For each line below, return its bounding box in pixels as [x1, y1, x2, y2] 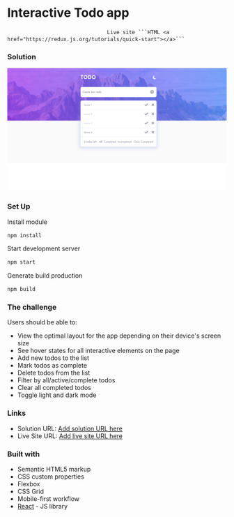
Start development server [7, 244, 81, 253]
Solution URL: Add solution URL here [17, 424, 123, 433]
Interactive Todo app [7, 5, 130, 21]
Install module [7, 218, 47, 226]
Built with [7, 449, 40, 458]
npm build [7, 286, 36, 293]
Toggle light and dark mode [17, 391, 97, 399]
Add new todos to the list [17, 354, 89, 362]
